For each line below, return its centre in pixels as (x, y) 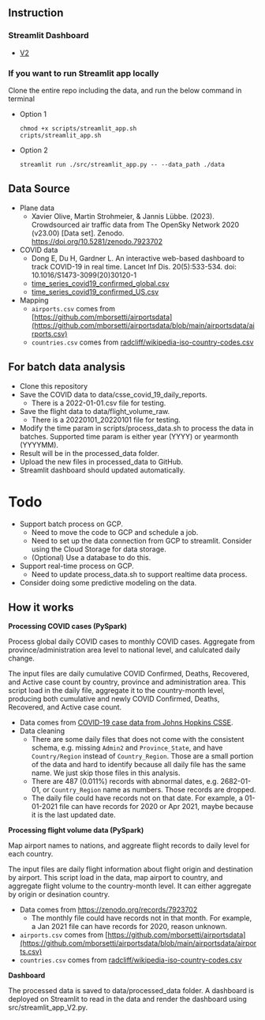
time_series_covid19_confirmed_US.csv (95, 292)
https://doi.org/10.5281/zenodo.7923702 (97, 241)
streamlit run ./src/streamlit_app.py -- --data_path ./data (122, 164)
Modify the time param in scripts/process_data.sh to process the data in (136, 428)
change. (22, 658)
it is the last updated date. (73, 815)
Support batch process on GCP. (71, 524)
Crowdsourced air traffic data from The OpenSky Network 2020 (135, 224)
